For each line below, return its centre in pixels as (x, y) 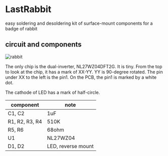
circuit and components (43, 45)
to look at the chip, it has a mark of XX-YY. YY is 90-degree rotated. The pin (84, 72)
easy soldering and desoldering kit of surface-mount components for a (79, 23)
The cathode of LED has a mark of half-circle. (53, 92)
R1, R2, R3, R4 (25, 121)
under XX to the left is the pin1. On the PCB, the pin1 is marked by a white (81, 77)
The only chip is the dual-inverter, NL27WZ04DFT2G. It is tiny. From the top (84, 66)
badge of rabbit (21, 28)
